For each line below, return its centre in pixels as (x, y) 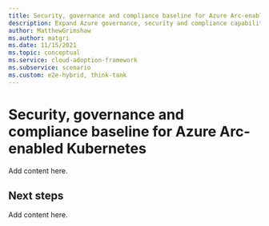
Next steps (36, 195)
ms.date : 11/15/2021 (43, 46)
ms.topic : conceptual (44, 53)
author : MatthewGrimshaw (50, 30)
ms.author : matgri (39, 38)
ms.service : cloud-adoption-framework (73, 61)
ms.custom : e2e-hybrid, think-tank (68, 75)
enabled (36, 148)
